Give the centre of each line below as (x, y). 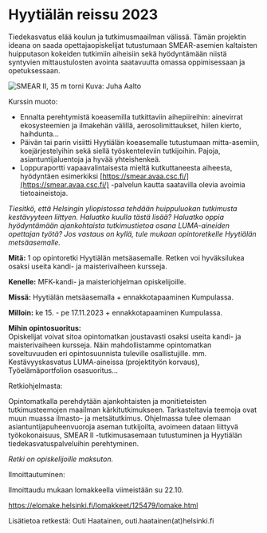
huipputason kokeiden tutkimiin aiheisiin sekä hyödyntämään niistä (118, 53)
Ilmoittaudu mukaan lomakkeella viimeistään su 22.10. (96, 490)
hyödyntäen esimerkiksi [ (61, 176)
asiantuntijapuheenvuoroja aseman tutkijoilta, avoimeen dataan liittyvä (124, 426)
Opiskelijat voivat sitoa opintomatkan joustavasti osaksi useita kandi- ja (125, 336)
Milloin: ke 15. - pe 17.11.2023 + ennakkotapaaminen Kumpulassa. (116, 312)
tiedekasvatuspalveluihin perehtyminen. (74, 443)
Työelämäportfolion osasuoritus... (63, 370)
